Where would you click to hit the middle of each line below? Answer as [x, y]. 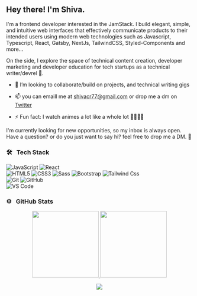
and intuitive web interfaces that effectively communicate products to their [97, 30]
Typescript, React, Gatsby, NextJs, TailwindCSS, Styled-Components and [96, 43]
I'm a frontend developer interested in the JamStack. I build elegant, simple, [98, 24]
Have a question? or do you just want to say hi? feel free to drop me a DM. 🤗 [99, 136]
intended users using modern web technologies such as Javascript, [89, 36]
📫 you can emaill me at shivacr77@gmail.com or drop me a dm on [96, 96]
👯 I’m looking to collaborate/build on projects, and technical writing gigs [102, 84]
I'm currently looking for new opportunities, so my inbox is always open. [94, 130]
